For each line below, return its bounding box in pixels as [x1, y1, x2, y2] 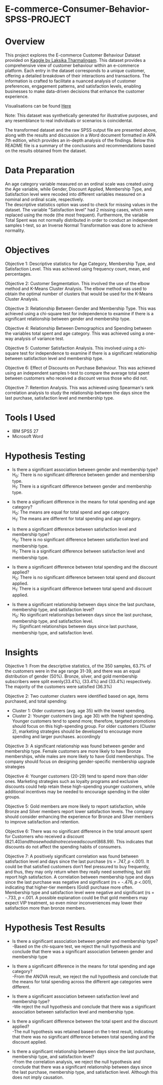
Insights [5, 647, 39, 658]
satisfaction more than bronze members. [5, 905, 86, 911]
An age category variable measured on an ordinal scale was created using [5, 181, 154, 187]
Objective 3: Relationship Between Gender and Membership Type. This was [5, 305, 156, 311]
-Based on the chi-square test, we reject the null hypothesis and [12, 943, 141, 949]
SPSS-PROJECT [5, 14, 71, 25]
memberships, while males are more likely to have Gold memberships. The [5, 753, 154, 759]
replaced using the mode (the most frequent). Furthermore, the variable [5, 212, 148, 218]
